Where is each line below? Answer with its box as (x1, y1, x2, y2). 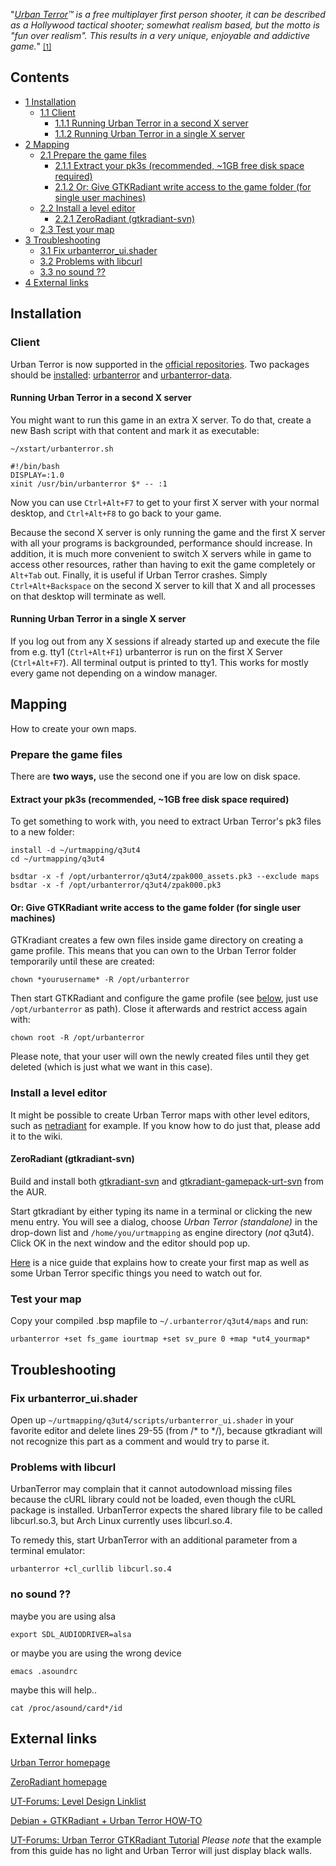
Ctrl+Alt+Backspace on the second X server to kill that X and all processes (10, 579, 316, 591)
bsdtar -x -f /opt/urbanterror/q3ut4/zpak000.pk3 (10, 880, 222, 891)
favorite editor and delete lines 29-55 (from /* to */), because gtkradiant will (10, 1424, 323, 1436)
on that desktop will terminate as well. (10, 590, 167, 602)
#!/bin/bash (10, 461, 60, 471)
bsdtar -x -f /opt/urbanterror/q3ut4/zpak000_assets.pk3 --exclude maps (10, 872, 320, 882)
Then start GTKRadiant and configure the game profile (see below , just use (10, 992, 319, 1004)
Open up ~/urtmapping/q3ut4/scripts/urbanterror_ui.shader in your (10, 1414, 295, 1426)
